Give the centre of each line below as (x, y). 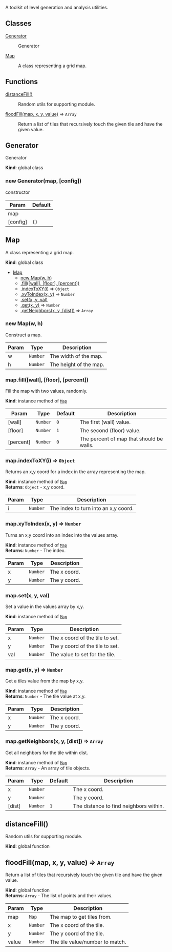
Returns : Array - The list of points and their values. (59, 896)
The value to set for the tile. (82, 655)
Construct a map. (24, 335)
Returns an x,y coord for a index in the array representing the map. (76, 472)
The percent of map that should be (121, 439)
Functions (22, 82)
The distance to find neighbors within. (119, 806)
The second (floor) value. (110, 431)
